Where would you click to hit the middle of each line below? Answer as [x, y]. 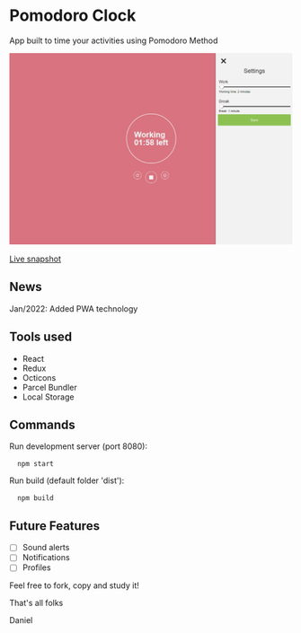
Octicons [39, 377]
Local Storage [48, 397]
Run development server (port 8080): [79, 446]
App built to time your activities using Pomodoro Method [114, 40]
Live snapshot [35, 259]
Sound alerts [46, 548]
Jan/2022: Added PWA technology [74, 308]
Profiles [36, 567]
